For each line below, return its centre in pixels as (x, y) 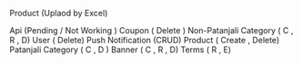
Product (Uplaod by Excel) (59, 13)
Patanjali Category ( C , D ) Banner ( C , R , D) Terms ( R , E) (121, 50)
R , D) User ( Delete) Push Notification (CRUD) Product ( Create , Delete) (145, 40)
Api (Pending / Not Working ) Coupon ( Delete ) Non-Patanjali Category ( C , (151, 30)
